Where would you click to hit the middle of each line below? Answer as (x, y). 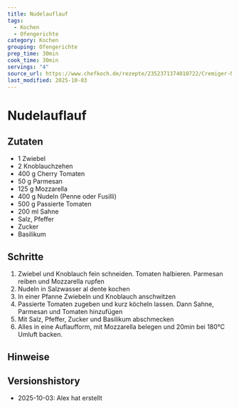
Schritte (26, 257)
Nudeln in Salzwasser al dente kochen (74, 289)
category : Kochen (33, 41)
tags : (15, 21)
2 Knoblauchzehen (45, 166)
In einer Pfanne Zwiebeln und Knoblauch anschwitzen (97, 297)
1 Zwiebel (32, 159)
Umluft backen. (40, 335)
